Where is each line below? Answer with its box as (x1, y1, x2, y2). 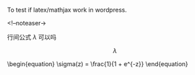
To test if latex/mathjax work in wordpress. (7, 6, 127, 14)
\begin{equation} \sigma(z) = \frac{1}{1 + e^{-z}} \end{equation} (7, 60, 188, 67)
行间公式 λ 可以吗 (7, 33, 57, 41)
